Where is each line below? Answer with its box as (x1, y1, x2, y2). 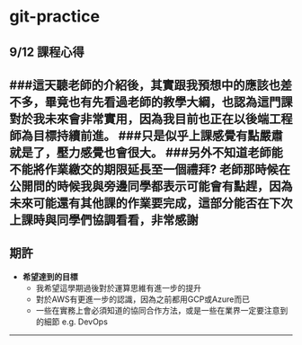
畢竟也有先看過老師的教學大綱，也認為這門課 (44, 94, 293, 110)
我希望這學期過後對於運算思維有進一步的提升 (35, 282, 202, 293)
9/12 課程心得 (9, 44, 85, 59)
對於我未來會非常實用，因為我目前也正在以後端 (9, 111, 270, 127)
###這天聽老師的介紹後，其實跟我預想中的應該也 (9, 77, 280, 93)
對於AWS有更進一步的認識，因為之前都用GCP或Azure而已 (35, 294, 250, 305)
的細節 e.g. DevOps (35, 316, 108, 327)
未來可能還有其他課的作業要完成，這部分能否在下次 (9, 195, 293, 210)
